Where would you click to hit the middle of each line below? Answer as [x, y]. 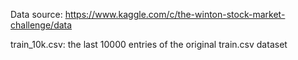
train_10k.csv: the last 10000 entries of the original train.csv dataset [149, 44]
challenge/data [41, 25]
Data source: [36, 14]
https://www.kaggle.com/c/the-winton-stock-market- [175, 14]
